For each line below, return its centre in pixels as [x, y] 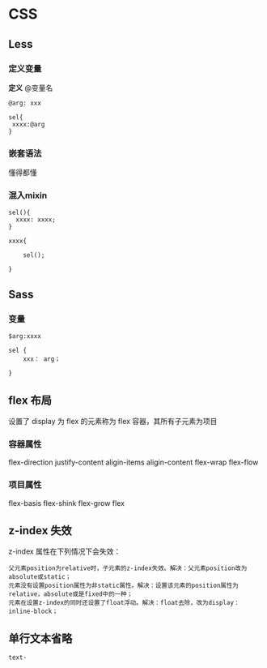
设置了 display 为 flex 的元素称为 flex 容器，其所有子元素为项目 [113, 421]
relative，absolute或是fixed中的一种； [71, 594]
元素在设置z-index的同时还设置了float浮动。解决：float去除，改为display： [124, 603]
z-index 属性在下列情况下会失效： [65, 551]
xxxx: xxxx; [36, 220]
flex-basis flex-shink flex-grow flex [67, 503]
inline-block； [33, 612]
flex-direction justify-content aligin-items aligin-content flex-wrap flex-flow [133, 462]
